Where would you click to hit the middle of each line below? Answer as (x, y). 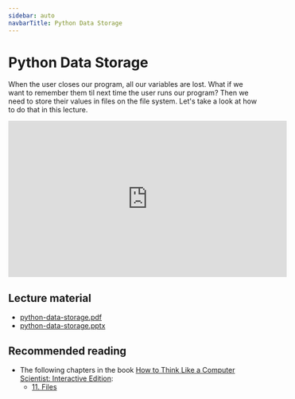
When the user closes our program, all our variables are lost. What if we (126, 84)
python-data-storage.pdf (60, 317)
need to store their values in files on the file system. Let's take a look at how (132, 101)
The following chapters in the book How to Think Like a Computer (127, 370)
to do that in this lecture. (48, 110)
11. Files (44, 387)
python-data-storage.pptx (62, 326)
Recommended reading (68, 351)
